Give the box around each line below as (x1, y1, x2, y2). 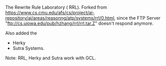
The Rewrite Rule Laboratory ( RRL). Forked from (5, 5, 108, 10)
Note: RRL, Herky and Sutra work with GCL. (5, 55, 96, 61)
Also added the (5, 30, 37, 36)
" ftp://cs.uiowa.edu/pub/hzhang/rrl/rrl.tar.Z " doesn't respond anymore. (5, 20, 154, 26)
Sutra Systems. (12, 45, 45, 51)
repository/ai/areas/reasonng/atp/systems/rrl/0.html (5, 15, 114, 21)
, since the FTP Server (114, 15, 161, 21)
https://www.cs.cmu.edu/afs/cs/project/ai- (5, 10, 95, 16)
